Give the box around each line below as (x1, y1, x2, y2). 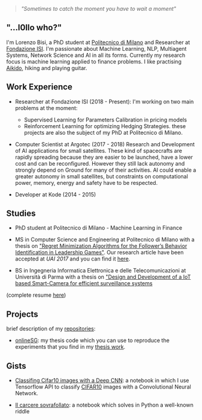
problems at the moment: (14, 104, 78, 111)
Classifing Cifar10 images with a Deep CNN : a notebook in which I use (14, 377, 189, 384)
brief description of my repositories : (6, 325, 96, 332)
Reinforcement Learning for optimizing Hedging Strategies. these (24, 122, 186, 129)
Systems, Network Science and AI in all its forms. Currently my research (6, 51, 186, 59)
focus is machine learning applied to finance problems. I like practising (6, 57, 182, 65)
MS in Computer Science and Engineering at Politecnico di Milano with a (14, 236, 195, 244)
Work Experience (6, 82, 73, 92)
